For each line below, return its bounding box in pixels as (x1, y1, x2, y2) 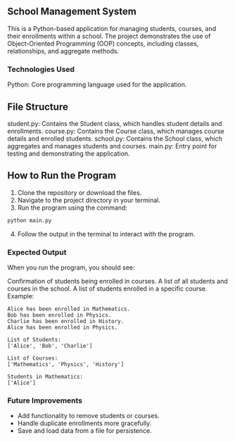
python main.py (7, 217, 52, 224)
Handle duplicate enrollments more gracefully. (17, 419, 152, 428)
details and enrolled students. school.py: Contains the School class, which (7, 134, 223, 143)
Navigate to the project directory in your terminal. (17, 196, 160, 204)
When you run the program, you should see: (7, 263, 135, 272)
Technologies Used (7, 64, 75, 74)
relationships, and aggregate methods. (7, 46, 120, 55)
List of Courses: (7, 355, 58, 362)
